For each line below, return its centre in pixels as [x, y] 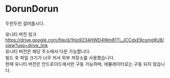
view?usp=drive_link [27, 45]
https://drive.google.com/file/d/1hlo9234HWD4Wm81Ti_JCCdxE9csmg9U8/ [85, 40]
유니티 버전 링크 [21, 34]
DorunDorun [32, 9]
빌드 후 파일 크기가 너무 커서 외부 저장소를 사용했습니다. [60, 57]
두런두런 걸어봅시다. [25, 23]
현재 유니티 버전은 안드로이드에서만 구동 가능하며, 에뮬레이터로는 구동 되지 [78, 64]
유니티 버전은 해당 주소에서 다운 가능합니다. [48, 51]
